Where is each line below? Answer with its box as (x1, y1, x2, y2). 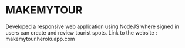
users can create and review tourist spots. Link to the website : (5, 29, 157, 36)
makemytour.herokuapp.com (5, 35, 75, 42)
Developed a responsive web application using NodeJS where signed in (5, 23, 180, 30)
